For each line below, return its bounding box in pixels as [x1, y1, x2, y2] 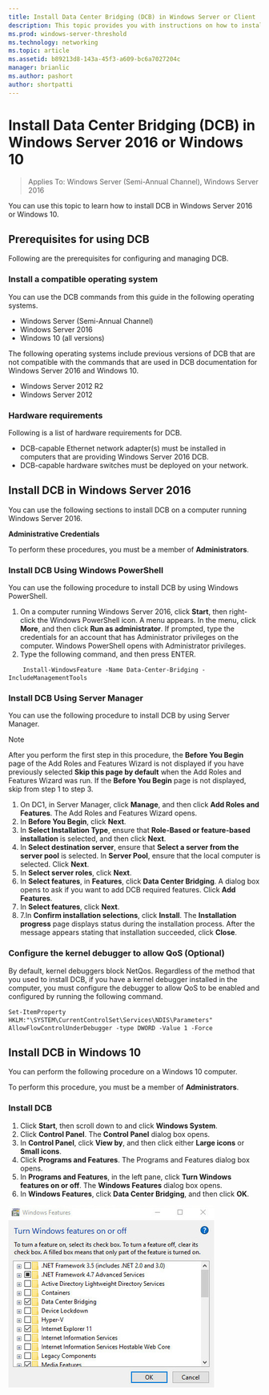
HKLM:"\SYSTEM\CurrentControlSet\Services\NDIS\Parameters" [8, 1016, 214, 1024]
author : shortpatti [8, 80, 74, 88]
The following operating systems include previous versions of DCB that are [8, 349, 255, 358]
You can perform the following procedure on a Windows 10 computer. [8, 1067, 238, 1077]
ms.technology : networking [8, 38, 98, 46]
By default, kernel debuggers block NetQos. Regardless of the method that [8, 966, 255, 976]
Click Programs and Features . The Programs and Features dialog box [19, 1154, 251, 1164]
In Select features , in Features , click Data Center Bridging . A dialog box [19, 876, 260, 886]
